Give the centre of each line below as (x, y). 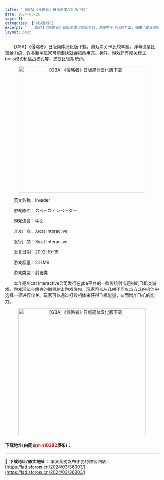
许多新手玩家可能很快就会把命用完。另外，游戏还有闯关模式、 (88, 53)
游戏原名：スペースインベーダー (45, 211)
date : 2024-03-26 (23, 14)
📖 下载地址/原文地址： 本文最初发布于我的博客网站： (58, 461)
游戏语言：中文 (29, 221)
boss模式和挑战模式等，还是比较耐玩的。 (46, 59)
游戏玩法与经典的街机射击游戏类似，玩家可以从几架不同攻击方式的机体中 (86, 289)
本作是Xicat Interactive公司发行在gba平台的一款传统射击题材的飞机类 (83, 283)
